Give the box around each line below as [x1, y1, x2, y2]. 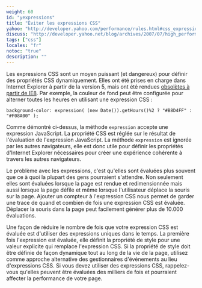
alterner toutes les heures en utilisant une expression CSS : [6, 96, 153, 103]
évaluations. [6, 211, 37, 219]
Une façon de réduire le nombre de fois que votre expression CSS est [6, 224, 179, 231]
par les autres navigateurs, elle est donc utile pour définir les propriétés [6, 142, 183, 149]
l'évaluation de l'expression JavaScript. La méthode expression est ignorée [6, 136, 192, 143]
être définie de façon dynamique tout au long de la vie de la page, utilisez [6, 249, 188, 256]
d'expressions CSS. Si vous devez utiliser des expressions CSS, [6, 261, 164, 269]
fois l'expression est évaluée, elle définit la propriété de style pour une [6, 236, 180, 243]
